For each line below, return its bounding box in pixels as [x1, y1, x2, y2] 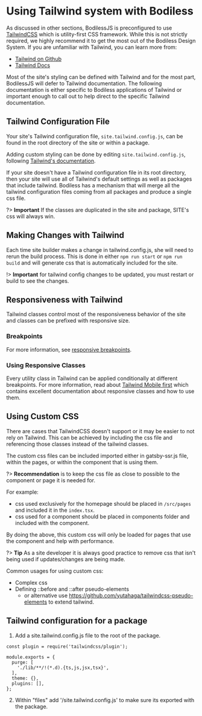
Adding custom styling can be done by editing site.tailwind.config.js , [6, 150, 186, 158]
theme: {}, [11, 675, 39, 681]
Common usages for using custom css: [6, 567, 104, 575]
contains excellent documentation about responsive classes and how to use [6, 387, 195, 395]
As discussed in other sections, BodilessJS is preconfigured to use [6, 24, 172, 31]
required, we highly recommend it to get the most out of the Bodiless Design [6, 37, 196, 44]
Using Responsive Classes [6, 361, 86, 369]
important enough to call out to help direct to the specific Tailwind [6, 92, 170, 100]
